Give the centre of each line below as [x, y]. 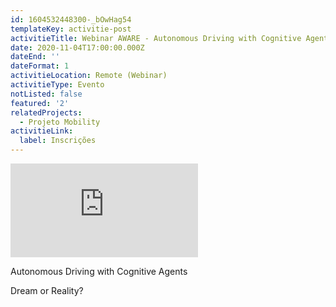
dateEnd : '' [35, 57]
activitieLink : [42, 131]
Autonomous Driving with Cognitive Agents [99, 271]
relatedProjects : [46, 112]
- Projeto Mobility [60, 122]
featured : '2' [40, 103]
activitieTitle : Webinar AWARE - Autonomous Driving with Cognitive [156, 38]
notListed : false [46, 94]
